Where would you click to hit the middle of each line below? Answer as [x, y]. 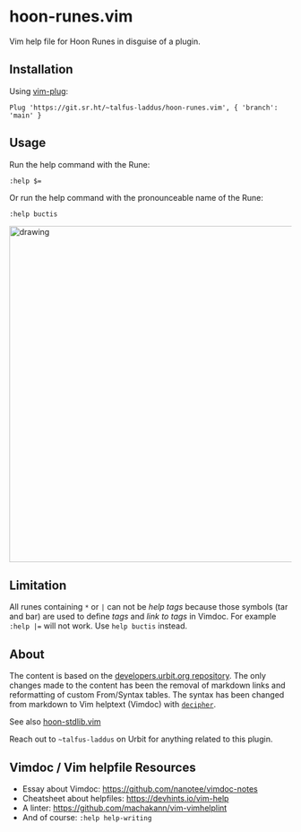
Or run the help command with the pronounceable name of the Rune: [137, 197]
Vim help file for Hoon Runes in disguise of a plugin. [105, 41]
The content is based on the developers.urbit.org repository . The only [138, 676]
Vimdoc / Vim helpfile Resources [103, 767]
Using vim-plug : [39, 91]
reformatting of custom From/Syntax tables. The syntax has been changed [147, 695]
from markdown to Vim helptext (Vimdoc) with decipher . [113, 705]
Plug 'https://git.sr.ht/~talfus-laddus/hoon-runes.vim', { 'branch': [144, 108]
